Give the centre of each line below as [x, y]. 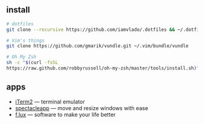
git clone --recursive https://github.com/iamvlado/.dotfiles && [90, 30]
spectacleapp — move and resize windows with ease [82, 108]
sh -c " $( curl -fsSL [32, 63]
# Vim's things [25, 41]
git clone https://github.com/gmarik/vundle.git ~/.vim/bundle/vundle [97, 46]
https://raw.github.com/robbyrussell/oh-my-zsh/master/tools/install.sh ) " [103, 68]
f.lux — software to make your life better [65, 114]
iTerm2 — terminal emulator [50, 102]
